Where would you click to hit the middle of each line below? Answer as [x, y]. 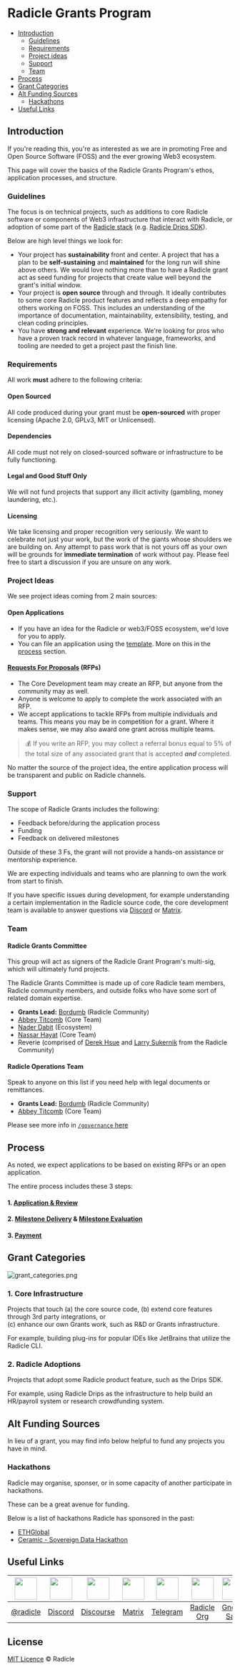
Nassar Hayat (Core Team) [57, 1035]
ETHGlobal [34, 1532]
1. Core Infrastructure [45, 1293]
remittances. [26, 1090]
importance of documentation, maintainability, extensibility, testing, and [123, 315]
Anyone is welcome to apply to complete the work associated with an [120, 698]
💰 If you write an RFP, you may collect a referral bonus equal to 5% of [128, 743]
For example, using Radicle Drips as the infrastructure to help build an [110, 1394]
